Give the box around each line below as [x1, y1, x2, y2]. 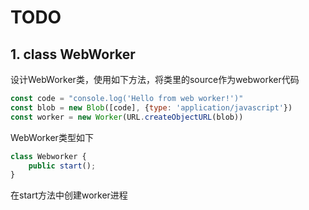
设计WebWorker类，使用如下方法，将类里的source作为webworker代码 [10, 74, 300, 85]
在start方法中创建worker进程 [10, 189, 128, 201]
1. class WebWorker [10, 46, 136, 63]
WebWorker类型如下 [10, 131, 94, 143]
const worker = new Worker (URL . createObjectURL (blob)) [10, 112, 244, 122]
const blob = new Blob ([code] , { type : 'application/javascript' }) [10, 102, 293, 113]
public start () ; [28, 161, 97, 171]
